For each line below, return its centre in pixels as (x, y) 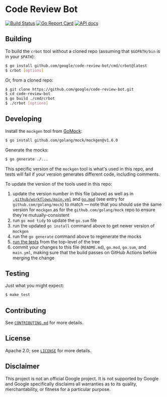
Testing (17, 273)
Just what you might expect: (35, 286)
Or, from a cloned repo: (29, 80)
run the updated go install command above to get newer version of (83, 225)
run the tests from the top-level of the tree (56, 242)
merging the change (33, 258)
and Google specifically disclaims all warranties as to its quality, (71, 384)
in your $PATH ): (20, 56)
